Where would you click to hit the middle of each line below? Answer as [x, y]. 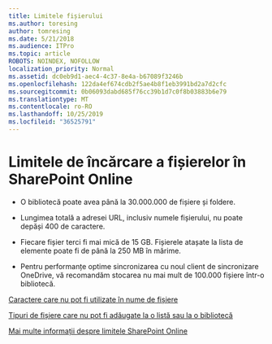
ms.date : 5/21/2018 [41, 39]
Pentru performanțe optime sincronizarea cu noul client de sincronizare [139, 266]
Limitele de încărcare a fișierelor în [127, 162]
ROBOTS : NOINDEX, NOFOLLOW [54, 62]
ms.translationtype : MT [49, 99]
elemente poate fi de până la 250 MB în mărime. [100, 250]
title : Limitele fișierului [56, 16]
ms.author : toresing [43, 24]
